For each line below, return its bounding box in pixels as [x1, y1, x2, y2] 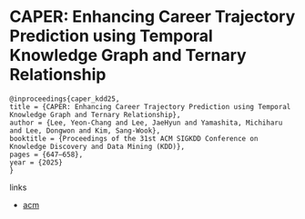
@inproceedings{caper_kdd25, [9, 94, 120, 104]
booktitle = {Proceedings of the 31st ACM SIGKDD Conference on [9, 134, 259, 143]
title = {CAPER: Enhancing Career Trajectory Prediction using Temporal [9, 102, 291, 111]
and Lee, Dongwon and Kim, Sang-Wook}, [9, 125, 161, 135]
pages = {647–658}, [9, 150, 84, 159]
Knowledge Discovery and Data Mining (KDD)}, [9, 142, 185, 151]
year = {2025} [9, 157, 64, 167]
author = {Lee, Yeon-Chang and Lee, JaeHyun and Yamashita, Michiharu [9, 118, 283, 127]
